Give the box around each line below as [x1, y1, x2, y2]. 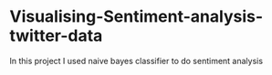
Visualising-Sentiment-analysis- [9, 6, 264, 27]
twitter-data [9, 25, 103, 46]
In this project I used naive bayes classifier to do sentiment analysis [9, 55, 263, 66]
